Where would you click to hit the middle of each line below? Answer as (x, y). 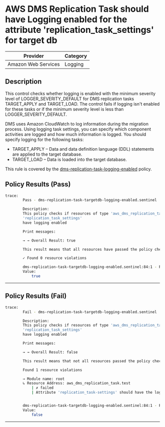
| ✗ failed (42, 388)
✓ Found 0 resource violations (55, 258)
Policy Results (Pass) (38, 184)
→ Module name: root (44, 379)
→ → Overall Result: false (50, 352)
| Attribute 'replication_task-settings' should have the (92, 393)
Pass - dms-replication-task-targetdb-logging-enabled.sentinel (90, 200)
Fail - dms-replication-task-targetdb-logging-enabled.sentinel (90, 312)
